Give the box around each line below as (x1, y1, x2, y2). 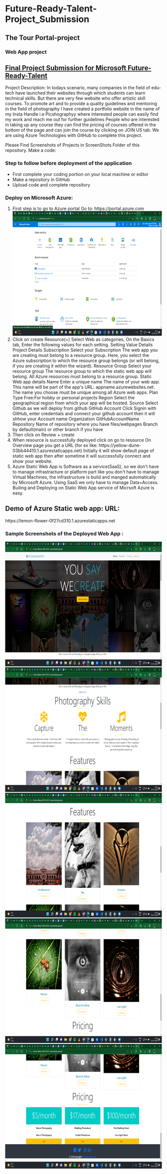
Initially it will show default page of (83, 447, 154, 454)
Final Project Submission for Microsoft (5, 63, 127, 72)
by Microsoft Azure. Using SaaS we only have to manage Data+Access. (12, 479, 159, 485)
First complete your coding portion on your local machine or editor (12, 171, 149, 177)
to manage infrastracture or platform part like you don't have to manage (12, 469, 160, 475)
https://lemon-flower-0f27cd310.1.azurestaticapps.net (5, 517, 115, 523)
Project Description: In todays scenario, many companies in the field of (5, 85, 151, 91)
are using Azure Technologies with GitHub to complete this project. (5, 133, 143, 139)
